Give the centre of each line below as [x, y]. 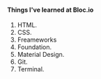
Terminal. [31, 69]
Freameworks [37, 40]
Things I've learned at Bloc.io [50, 10]
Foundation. [34, 47]
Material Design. [41, 55]
